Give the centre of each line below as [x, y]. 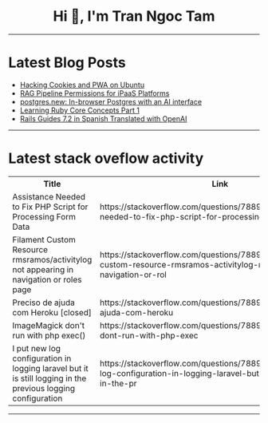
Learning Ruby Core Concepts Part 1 [79, 110]
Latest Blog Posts [67, 63]
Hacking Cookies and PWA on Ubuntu [82, 85]
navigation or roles [47, 279]
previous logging [44, 388]
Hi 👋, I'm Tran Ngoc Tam [134, 16]
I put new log [37, 348]
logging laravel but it [51, 368]
